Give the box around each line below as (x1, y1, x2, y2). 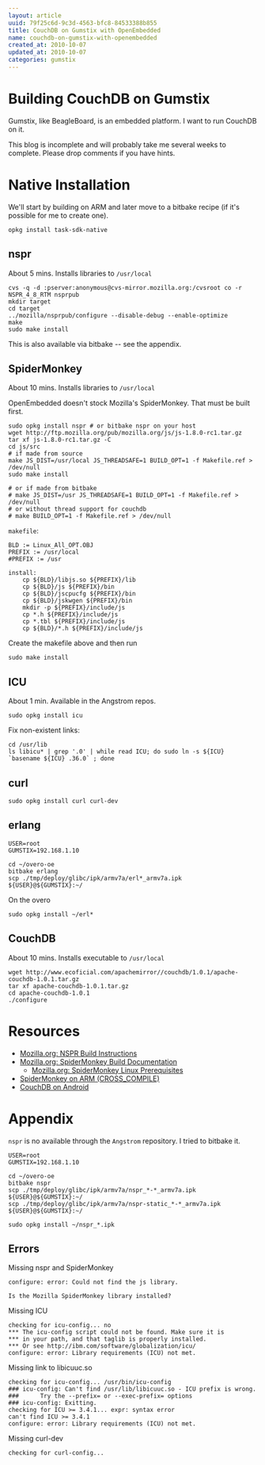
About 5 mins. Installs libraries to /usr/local (8, 268, 153, 278)
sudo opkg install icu (8, 712, 83, 720)
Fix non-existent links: (8, 725, 81, 735)
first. (8, 407, 24, 417)
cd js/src (8, 443, 41, 451)
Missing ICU (8, 1306, 48, 1315)
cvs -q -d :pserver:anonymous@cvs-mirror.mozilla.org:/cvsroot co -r (8, 283, 243, 291)
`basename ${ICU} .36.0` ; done (8, 755, 115, 763)
